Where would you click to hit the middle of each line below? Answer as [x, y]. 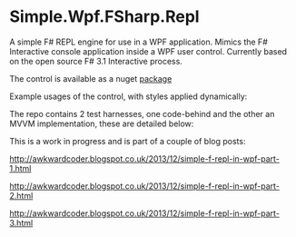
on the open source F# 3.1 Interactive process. [96, 61]
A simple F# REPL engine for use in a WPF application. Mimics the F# [138, 42]
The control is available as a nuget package [91, 78]
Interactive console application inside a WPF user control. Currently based [148, 51]
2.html [21, 195]
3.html [21, 222]
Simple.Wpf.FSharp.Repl [104, 17]
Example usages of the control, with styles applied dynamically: [128, 96]
